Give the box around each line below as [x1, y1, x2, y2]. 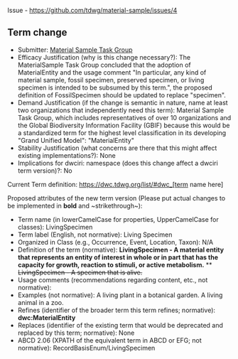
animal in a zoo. [17, 298, 64, 306]
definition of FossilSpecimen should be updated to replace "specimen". [17, 90, 226, 99]
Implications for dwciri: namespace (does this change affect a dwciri [17, 159, 218, 167]
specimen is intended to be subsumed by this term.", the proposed [17, 83, 213, 92]
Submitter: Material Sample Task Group [17, 45, 133, 54]
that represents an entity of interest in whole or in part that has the [17, 252, 219, 262]
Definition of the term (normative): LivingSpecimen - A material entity [17, 245, 225, 254]
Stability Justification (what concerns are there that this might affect [17, 144, 217, 152]
